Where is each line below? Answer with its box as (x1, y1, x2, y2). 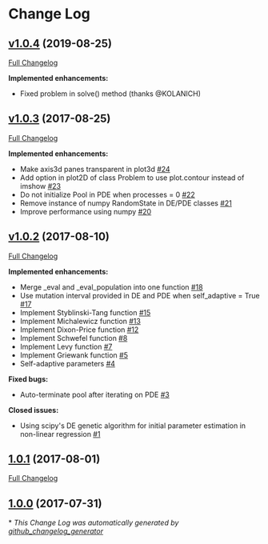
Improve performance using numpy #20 (19, 206, 152, 216)
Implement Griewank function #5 (19, 350, 128, 360)
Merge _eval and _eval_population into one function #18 (19, 282, 203, 292)
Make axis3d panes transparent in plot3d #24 (19, 164, 170, 174)
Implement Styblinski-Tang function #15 (19, 307, 151, 317)
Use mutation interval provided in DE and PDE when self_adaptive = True (19, 290, 260, 300)
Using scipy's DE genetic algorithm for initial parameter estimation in (19, 421, 246, 430)
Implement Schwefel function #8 (19, 333, 128, 342)
